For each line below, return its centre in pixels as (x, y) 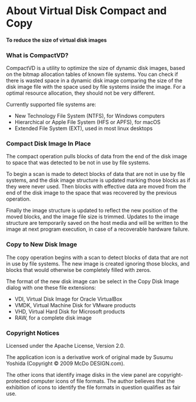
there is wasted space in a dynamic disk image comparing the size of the (94, 81)
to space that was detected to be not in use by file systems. (78, 162)
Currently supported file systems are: (51, 105)
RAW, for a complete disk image (53, 318)
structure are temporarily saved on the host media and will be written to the (97, 223)
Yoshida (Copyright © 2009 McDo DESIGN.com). (65, 363)
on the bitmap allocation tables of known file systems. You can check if (92, 74)
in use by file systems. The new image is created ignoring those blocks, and (98, 264)
